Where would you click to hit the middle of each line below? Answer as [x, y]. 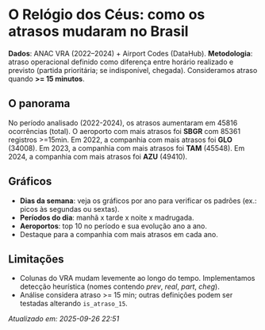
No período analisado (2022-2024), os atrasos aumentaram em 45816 [123, 123]
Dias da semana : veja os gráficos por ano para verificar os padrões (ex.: [138, 201]
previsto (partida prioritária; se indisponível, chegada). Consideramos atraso [133, 70]
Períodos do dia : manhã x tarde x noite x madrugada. [107, 217]
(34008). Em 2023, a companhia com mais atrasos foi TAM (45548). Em [127, 148]
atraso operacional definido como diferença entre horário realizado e [121, 62]
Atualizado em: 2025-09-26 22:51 [64, 319]
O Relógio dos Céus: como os [107, 15]
